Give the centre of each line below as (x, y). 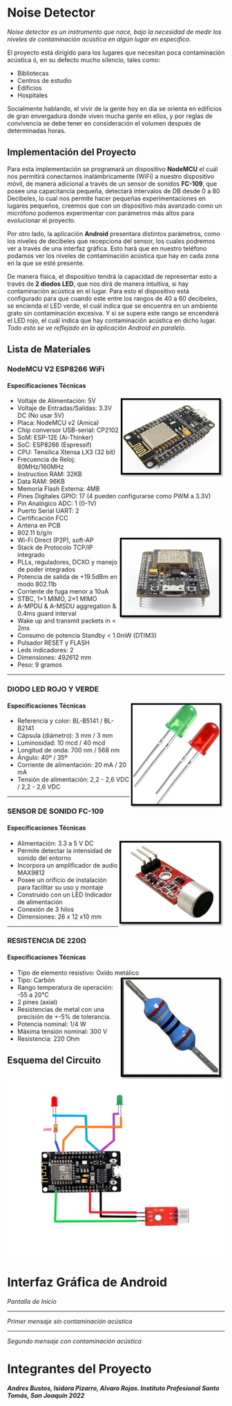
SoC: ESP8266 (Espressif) (54, 445)
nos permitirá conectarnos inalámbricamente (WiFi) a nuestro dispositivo (111, 176)
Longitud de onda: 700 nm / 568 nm (68, 750)
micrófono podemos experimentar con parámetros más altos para (101, 213)
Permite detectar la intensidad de (64, 850)
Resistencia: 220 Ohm (49, 1038)
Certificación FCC (42, 518)
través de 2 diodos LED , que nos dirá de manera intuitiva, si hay (98, 284)
